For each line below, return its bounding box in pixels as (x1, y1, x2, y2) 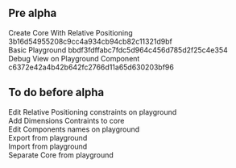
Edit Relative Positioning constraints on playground (8, 107, 177, 116)
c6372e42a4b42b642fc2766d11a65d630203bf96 (8, 62, 175, 72)
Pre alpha (8, 6, 57, 20)
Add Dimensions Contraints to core (8, 115, 125, 125)
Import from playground (8, 141, 88, 151)
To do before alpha (8, 86, 105, 99)
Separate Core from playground (8, 149, 114, 160)
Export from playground (8, 132, 88, 142)
